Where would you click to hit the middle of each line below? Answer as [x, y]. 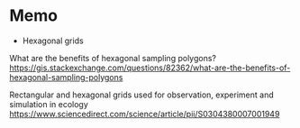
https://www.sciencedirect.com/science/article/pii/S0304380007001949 [145, 114]
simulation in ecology [49, 104]
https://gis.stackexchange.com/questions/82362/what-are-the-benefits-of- [150, 68]
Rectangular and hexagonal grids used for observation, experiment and [141, 95]
